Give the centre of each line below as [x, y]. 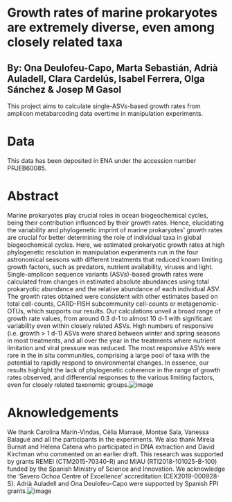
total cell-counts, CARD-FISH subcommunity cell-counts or [91, 304]
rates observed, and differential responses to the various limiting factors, [111, 377]
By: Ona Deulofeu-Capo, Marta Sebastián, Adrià [113, 68]
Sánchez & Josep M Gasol [64, 89]
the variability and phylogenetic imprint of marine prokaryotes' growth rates [115, 230]
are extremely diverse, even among [111, 27]
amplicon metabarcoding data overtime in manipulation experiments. [105, 113]
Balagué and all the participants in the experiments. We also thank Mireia [111, 439]
